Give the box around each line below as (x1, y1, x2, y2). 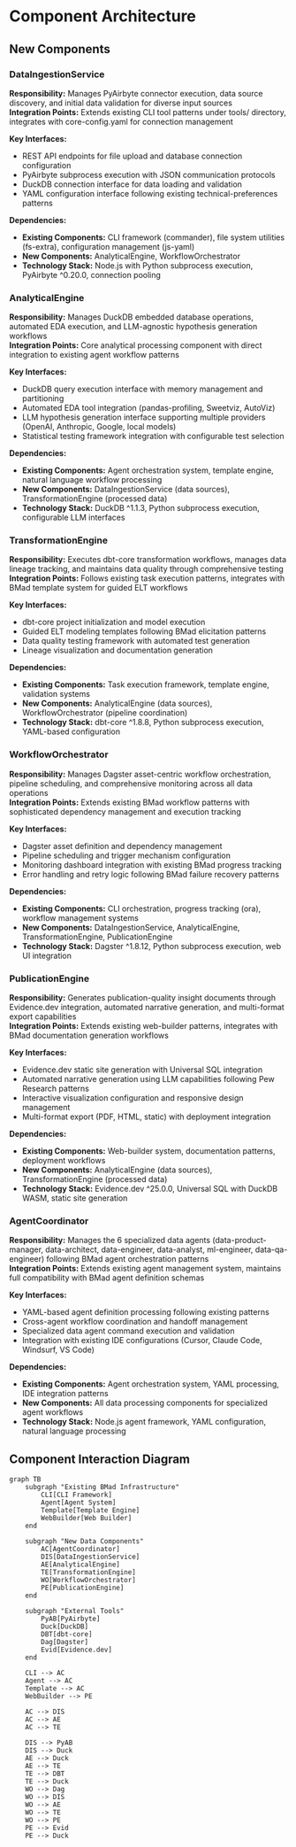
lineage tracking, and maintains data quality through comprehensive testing (9, 564, 285, 575)
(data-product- (211, 1235, 267, 1246)
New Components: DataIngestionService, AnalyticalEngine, (21, 922, 240, 932)
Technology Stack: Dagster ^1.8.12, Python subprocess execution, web (21, 940, 281, 951)
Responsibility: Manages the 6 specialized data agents (9, 1235, 210, 1246)
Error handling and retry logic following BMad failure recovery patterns (21, 869, 280, 879)
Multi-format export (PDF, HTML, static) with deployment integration (21, 1111, 271, 1122)
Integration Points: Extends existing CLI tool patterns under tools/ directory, (9, 106, 287, 117)
